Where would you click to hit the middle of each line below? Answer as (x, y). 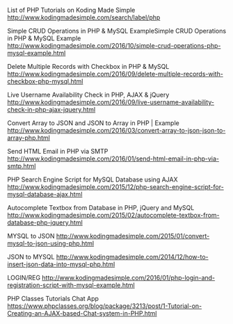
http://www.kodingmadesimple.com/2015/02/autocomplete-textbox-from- (114, 215)
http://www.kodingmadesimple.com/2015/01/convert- (133, 236)
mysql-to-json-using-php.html (51, 243)
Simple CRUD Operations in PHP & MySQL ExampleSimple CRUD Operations (117, 31)
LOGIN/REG (24, 278)
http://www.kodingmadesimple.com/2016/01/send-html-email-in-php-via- (113, 159)
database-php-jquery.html (45, 222)
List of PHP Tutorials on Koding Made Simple (71, 10)
